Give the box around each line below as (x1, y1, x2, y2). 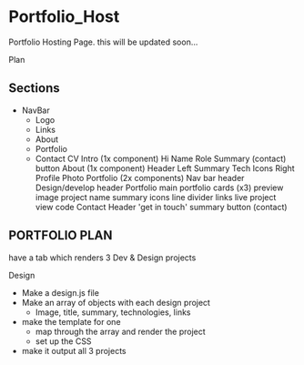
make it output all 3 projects (21, 345, 127, 356)
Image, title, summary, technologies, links (35, 307, 191, 318)
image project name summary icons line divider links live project (35, 191, 277, 202)
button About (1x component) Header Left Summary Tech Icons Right (35, 162, 295, 174)
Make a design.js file (21, 287, 99, 298)
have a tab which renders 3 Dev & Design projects (8, 252, 197, 263)
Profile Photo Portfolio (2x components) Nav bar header (35, 172, 245, 183)
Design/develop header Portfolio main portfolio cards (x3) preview (35, 182, 284, 193)
